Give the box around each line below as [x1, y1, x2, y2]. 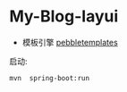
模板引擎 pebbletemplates [21, 37, 118, 47]
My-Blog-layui [9, 6, 119, 27]
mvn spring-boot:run [9, 73, 90, 82]
